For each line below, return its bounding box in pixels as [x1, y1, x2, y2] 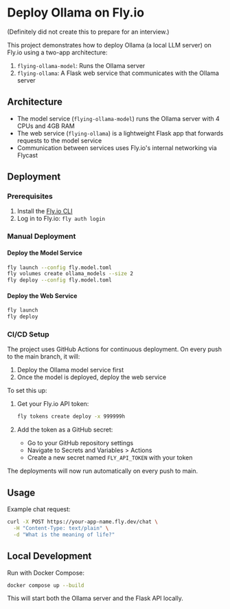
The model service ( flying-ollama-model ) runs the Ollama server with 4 [16, 114, 220, 122]
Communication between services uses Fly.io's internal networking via [16, 143, 218, 152]
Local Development [7, 551, 92, 562]
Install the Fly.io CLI [16, 207, 73, 215]
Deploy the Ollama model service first [16, 366, 124, 374]
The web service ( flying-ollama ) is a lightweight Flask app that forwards [16, 129, 224, 137]
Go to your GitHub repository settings [27, 439, 134, 447]
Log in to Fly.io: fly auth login [16, 215, 106, 223]
